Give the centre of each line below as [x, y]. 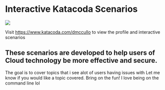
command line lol [23, 83]
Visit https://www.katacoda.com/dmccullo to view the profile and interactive [83, 32]
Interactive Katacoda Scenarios [71, 9]
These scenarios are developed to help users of [80, 53]
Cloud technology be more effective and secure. [81, 61]
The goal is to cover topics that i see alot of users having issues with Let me [82, 72]
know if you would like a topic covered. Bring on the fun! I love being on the [82, 78]
